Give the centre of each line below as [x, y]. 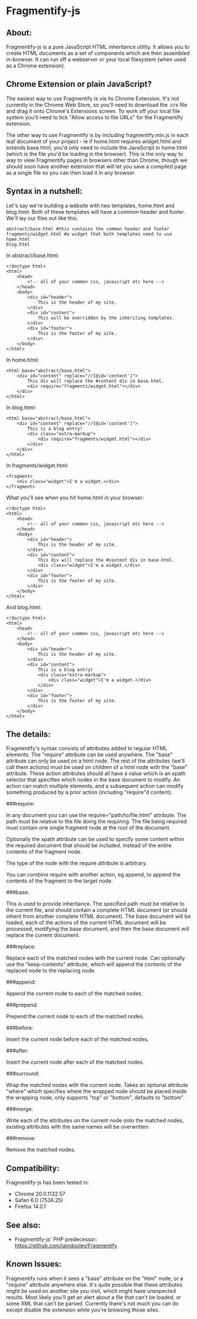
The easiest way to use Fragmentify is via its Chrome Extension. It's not [93, 98]
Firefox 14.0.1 [30, 1207]
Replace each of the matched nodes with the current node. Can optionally [96, 958]
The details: [29, 735]
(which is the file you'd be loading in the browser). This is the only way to [95, 154]
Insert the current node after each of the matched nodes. [75, 1062]
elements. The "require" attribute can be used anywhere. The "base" [89, 755]
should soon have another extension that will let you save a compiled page [96, 166]
